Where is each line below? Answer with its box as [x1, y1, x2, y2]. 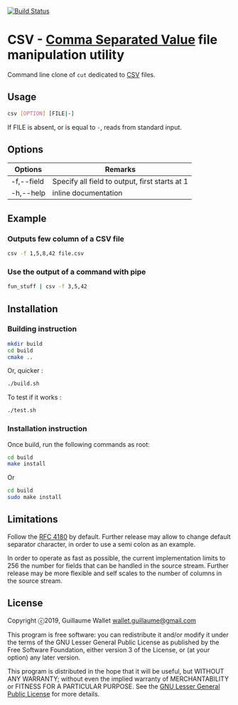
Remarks [104, 165, 136, 175]
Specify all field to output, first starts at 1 [52, 177, 188, 187]
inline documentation [52, 188, 123, 198]
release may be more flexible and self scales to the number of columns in [7, 569, 222, 577]
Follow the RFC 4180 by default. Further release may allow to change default [7, 532, 231, 541]
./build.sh [7, 380, 40, 388]
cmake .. [7, 354, 33, 361]
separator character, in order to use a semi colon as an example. [7, 540, 196, 548]
